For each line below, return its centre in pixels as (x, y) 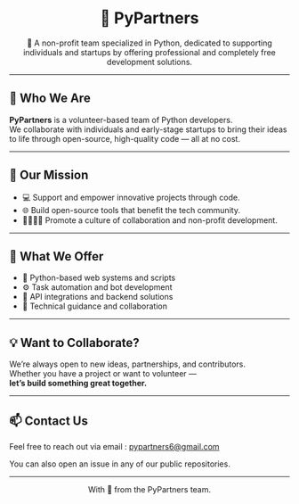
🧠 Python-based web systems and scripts (99, 278)
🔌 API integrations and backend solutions (97, 297)
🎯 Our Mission (49, 175)
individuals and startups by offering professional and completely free (149, 52)
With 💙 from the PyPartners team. (149, 489)
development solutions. (149, 62)
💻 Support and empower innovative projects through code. (131, 197)
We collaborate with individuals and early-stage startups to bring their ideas (148, 129)
